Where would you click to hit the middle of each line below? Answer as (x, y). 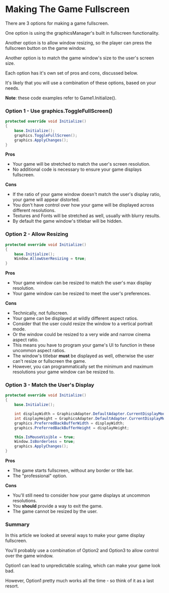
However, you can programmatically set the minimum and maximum (83, 367)
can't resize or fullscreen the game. (49, 361)
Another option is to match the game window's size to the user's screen (80, 58)
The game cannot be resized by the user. (55, 511)
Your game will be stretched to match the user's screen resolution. (81, 164)
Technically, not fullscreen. (40, 313)
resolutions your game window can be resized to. (63, 372)
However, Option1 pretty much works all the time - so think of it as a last (80, 581)
